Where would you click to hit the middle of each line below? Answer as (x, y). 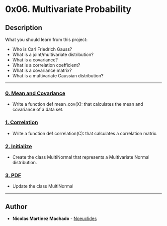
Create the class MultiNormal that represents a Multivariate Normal (81, 157)
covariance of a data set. (38, 110)
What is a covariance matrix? (42, 70)
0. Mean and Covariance (35, 93)
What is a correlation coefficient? (46, 65)
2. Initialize (19, 146)
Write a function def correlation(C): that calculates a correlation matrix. (85, 133)
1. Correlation (22, 122)
